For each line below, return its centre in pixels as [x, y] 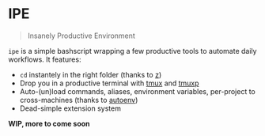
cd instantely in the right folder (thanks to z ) [91, 74]
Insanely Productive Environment [81, 36]
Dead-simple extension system [70, 108]
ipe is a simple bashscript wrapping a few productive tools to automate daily [132, 51]
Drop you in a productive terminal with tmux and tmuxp [109, 83]
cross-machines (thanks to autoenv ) [79, 100]
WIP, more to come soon [49, 123]
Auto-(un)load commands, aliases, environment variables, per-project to [137, 91]
